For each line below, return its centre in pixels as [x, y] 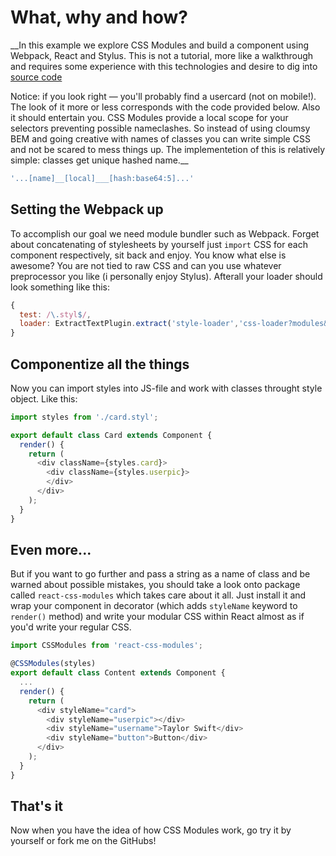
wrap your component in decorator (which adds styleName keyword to [154, 606]
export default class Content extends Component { [118, 673]
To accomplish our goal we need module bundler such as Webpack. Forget [165, 233]
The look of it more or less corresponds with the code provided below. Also [165, 107]
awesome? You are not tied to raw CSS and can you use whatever [146, 265]
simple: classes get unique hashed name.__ [99, 160]
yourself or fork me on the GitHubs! [83, 841]
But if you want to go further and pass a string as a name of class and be [160, 574]
